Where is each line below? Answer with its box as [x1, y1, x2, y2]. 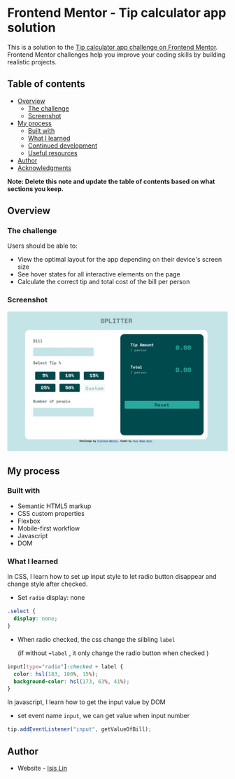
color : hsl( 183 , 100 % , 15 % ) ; [13, 671, 99, 678]
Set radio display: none [17, 594, 85, 602]
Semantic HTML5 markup [17, 502, 92, 510]
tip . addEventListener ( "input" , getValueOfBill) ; [7, 726, 152, 733]
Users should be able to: [7, 241, 78, 250]
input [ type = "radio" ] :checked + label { [7, 663, 124, 670]
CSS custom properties [17, 509, 85, 517]
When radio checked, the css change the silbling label [17, 635, 176, 643]
